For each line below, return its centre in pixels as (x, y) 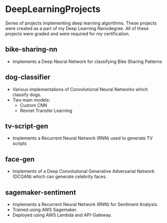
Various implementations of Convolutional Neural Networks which (80, 89)
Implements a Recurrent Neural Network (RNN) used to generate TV (82, 138)
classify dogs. (27, 94)
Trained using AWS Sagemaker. (45, 209)
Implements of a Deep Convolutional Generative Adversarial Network (83, 171)
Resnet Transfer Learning (46, 110)
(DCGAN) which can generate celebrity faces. (60, 176)
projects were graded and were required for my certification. (67, 33)
